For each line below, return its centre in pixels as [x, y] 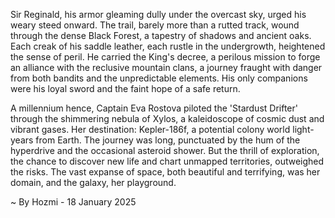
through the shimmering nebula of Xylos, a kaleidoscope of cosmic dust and [167, 118]
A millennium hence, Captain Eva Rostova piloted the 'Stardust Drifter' [154, 108]
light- [303, 129]
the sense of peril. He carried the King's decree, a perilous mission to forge [165, 57]
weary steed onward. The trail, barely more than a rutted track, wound [155, 25]
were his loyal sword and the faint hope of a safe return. [125, 88]
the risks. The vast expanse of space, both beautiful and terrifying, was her [165, 172]
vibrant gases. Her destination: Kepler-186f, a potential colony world [150, 129]
